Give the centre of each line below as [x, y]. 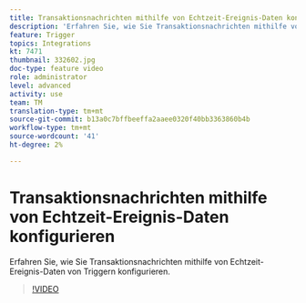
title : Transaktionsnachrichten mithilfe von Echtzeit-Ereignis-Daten [146, 18]
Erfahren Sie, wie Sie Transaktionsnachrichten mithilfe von [119, 261]
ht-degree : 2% [36, 145]
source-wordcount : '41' [55, 136]
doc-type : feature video [56, 69]
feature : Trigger [42, 35]
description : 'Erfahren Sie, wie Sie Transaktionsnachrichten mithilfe [148, 26]
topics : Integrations [51, 43]
